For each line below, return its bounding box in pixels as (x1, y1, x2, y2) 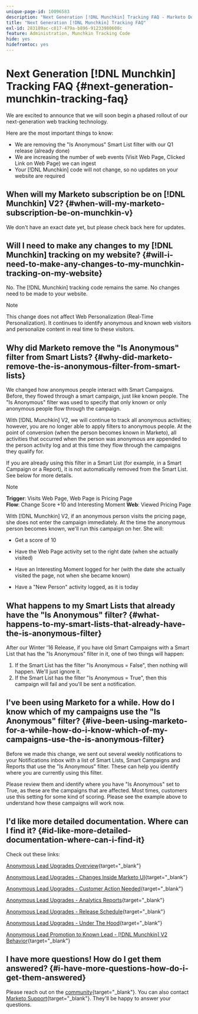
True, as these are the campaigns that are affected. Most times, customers (6, 786, 187, 794)
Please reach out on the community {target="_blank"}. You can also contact (6, 988, 189, 996)
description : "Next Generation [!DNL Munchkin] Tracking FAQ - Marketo (6, 14, 186, 20)
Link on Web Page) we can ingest (14, 160, 96, 167)
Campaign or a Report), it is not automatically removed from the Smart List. (6, 466, 189, 473)
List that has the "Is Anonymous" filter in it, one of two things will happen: (6, 651, 184, 658)
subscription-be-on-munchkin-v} (6, 208, 134, 218)
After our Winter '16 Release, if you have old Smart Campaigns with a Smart (6, 644, 190, 651)
